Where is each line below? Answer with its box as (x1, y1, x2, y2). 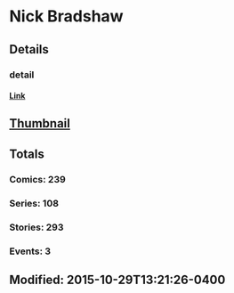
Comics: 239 (9, 173, 67, 185)
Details (9, 42, 49, 57)
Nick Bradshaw (9, 6, 124, 27)
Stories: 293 (9, 221, 64, 233)
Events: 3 (9, 245, 52, 257)
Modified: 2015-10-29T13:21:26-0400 (9, 272, 226, 287)
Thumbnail (9, 116, 71, 131)
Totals (9, 146, 44, 161)
